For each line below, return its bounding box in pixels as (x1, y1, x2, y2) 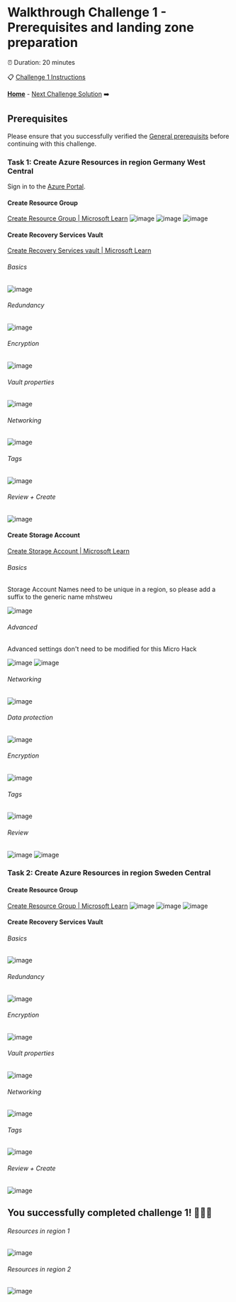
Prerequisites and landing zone (7, 19, 194, 36)
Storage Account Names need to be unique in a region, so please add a (7, 585, 216, 594)
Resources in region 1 (7, 1227, 70, 1235)
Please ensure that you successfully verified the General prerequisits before (7, 132, 230, 140)
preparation (7, 35, 78, 51)
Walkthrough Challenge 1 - (7, 4, 167, 21)
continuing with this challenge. (7, 139, 97, 148)
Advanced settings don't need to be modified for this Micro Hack (7, 645, 197, 653)
